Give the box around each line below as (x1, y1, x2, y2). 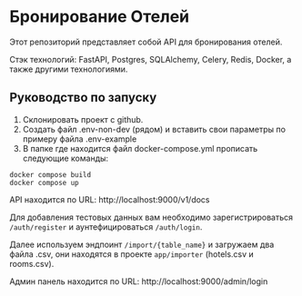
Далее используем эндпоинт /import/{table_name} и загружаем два (9, 239, 275, 250)
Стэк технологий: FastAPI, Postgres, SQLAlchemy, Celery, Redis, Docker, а (9, 54, 292, 64)
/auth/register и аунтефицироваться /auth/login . (9, 221, 203, 232)
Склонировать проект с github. (22, 113, 144, 124)
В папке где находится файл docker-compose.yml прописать (22, 143, 258, 153)
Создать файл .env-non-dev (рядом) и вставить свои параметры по (22, 123, 287, 134)
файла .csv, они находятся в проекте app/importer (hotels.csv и (9, 248, 255, 260)
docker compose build (9, 170, 92, 179)
